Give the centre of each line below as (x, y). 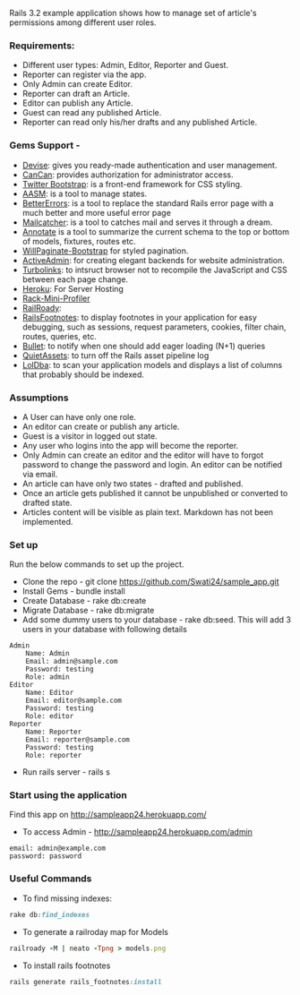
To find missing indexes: (67, 898)
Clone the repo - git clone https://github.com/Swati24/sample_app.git (150, 582)
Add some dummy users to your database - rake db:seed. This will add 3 (156, 620)
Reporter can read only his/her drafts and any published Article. (140, 122)
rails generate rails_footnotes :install (86, 982)
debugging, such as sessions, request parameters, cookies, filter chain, (154, 327)
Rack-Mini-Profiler (56, 298)
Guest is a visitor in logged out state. (90, 436)
